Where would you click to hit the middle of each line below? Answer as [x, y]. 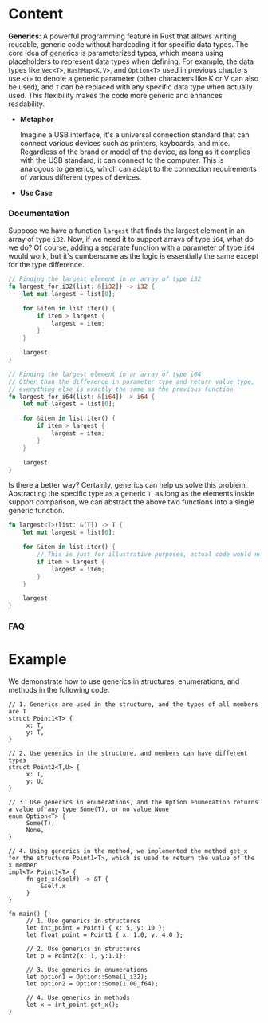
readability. [27, 104]
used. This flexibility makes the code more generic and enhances [116, 95]
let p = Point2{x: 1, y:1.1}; [76, 956]
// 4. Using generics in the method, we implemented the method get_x [128, 851]
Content [36, 14]
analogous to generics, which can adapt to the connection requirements [138, 168]
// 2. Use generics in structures [83, 949]
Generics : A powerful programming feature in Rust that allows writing [122, 36]
